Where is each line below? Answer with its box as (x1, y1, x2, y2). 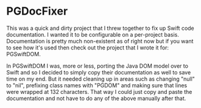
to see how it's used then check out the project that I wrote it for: (6, 44, 169, 51)
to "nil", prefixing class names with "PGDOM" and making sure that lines (6, 81, 188, 89)
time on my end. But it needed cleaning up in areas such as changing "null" (6, 75, 195, 82)
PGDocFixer (6, 4, 68, 18)
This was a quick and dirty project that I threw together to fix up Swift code (6, 24, 195, 32)
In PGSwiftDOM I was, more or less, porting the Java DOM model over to (6, 62, 189, 70)
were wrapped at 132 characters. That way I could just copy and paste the (6, 88, 192, 95)
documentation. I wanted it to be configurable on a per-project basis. (6, 31, 180, 38)
